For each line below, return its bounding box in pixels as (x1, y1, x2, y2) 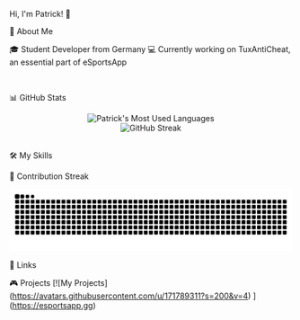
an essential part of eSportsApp (9, 57, 128, 67)
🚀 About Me (9, 26, 54, 36)
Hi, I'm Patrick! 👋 (9, 9, 71, 19)
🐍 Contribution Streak (9, 171, 90, 182)
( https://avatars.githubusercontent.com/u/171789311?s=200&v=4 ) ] (9, 290, 257, 301)
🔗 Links (9, 259, 37, 270)
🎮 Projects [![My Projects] (9, 277, 108, 288)
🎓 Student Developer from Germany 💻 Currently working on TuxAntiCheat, (9, 44, 291, 54)
